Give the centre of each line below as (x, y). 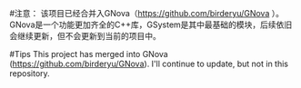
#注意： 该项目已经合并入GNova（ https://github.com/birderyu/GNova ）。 (147, 13)
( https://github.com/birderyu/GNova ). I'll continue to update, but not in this (149, 64)
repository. (30, 73)
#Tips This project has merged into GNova (89, 54)
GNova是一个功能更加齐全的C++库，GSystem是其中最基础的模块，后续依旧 (151, 24)
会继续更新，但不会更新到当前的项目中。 (85, 36)
